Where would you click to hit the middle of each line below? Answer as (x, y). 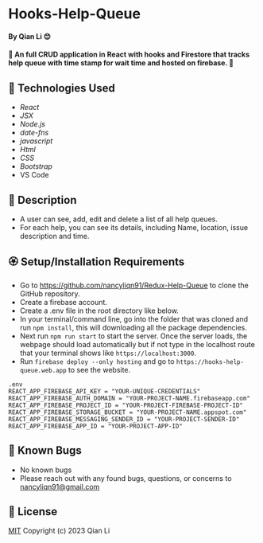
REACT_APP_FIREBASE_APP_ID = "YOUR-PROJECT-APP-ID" (95, 426)
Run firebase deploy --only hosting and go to (97, 361)
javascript (36, 141)
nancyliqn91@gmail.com (60, 486)
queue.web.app (43, 370)
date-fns (34, 133)
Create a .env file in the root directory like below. (99, 311)
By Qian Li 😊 (30, 36)
